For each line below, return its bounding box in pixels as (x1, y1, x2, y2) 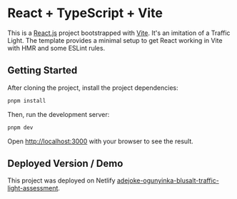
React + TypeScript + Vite (7, 5, 163, 21)
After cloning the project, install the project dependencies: (7, 83, 178, 92)
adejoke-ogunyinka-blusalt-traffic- (116, 176, 219, 185)
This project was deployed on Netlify (7, 176, 116, 185)
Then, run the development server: (7, 110, 110, 118)
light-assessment (7, 184, 59, 193)
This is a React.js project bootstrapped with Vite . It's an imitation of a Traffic (7, 29, 231, 37)
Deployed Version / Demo (7, 157, 123, 169)
